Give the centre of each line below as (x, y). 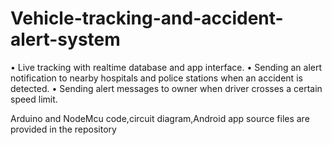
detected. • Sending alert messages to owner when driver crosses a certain (166, 88)
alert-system (65, 39)
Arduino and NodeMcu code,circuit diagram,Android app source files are (160, 118)
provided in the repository (63, 129)
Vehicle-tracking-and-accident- (147, 18)
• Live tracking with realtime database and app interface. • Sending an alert (166, 67)
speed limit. (34, 99)
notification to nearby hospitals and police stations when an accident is (156, 78)
